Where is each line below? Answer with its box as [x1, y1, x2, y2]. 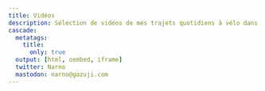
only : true [29, 48, 66, 56]
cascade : [8, 26, 37, 34]
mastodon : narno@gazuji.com [15, 70, 109, 78]
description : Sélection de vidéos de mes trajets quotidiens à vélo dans [8, 19, 259, 27]
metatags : [15, 33, 48, 42]
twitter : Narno [15, 63, 66, 71]
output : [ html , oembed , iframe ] [15, 56, 123, 64]
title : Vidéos [8, 11, 56, 20]
